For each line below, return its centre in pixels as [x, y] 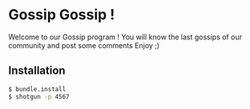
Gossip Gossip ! [62, 15]
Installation [37, 71]
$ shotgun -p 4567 [39, 97]
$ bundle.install [37, 89]
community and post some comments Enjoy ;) [84, 45]
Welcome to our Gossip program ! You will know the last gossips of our [125, 37]
